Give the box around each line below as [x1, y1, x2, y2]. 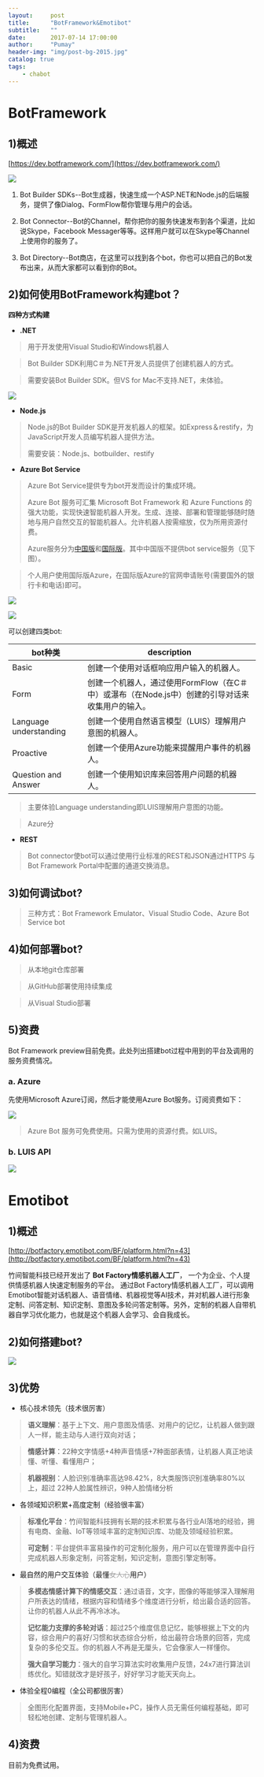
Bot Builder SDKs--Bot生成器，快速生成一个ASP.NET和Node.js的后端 [19, 190, 243, 199]
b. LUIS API [8, 1147, 51, 1158]
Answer [12, 779, 41, 790]
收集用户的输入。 [87, 701, 151, 712]
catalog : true [8, 56, 55, 64]
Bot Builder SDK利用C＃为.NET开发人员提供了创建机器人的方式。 [27, 359, 238, 369]
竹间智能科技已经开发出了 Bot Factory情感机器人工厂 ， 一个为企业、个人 [8, 1271, 244, 1280]
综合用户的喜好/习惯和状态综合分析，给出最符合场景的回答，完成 [41, 1633, 251, 1642]
